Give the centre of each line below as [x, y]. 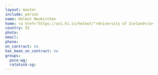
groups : [13, 56]
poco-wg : [19, 60]
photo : [12, 33]
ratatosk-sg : [23, 65]
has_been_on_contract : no [32, 51]
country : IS [17, 28]
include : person [22, 14]
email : [12, 37]
